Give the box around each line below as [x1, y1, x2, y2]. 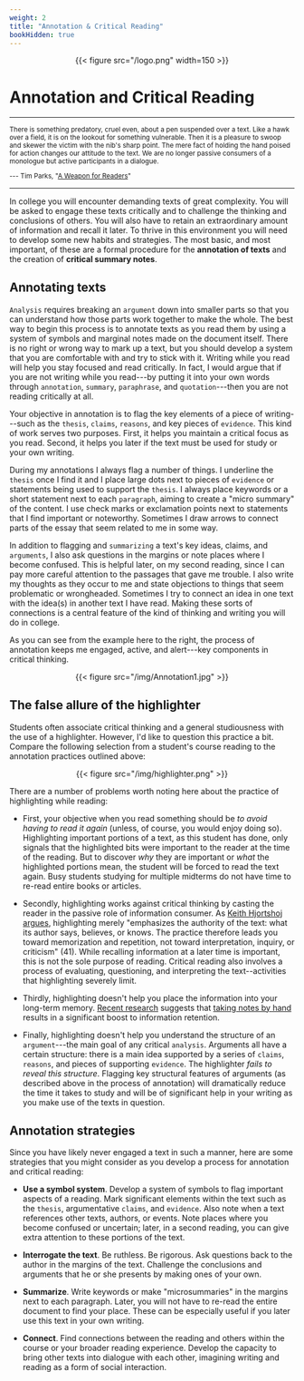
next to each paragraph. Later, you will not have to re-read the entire [22, 1296, 278, 1307]
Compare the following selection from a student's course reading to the [9, 741, 276, 752]
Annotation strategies [9, 1123, 136, 1138]
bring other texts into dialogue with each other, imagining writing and [22, 1352, 280, 1363]
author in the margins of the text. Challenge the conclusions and [22, 1259, 262, 1270]
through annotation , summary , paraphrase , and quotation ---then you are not [9, 381, 289, 392]
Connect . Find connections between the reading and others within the [22, 1333, 285, 1344]
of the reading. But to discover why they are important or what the [22, 851, 270, 862]
